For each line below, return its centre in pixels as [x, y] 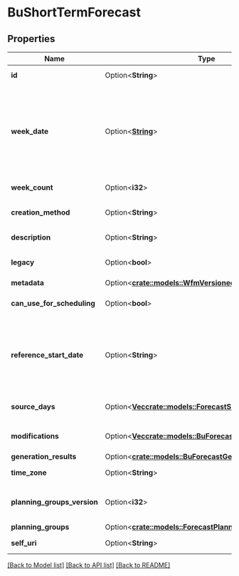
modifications [35, 436]
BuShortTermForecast [74, 12]
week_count [32, 187]
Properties [31, 39]
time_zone [29, 473]
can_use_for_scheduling [53, 303]
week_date [30, 131]
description [31, 237]
